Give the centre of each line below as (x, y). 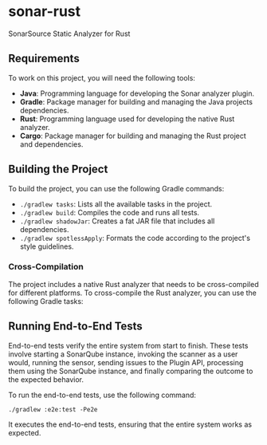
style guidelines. (47, 246)
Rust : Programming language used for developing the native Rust (127, 119)
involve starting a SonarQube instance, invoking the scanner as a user (123, 354)
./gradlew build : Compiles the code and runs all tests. (110, 212)
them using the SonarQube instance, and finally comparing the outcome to (131, 371)
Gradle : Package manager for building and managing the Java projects (136, 101)
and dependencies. (51, 144)
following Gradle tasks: (46, 301)
